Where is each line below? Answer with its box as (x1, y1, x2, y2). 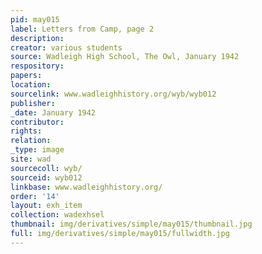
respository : (10, 61, 65, 71)
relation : (10, 136, 52, 146)
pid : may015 (10, 14, 60, 25)
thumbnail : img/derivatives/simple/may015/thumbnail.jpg (10, 219, 253, 230)
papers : (10, 71, 43, 81)
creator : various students (10, 42, 123, 53)
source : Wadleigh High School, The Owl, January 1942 (10, 52, 240, 62)
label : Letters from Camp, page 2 (10, 24, 155, 34)
